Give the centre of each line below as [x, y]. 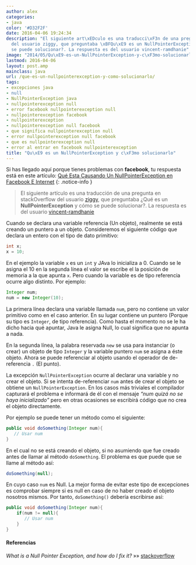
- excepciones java [30, 88]
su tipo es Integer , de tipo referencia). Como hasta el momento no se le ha [96, 321]
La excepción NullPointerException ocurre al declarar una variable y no [92, 375]
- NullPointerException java [41, 98]
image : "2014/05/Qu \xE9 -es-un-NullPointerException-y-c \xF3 [81, 55]
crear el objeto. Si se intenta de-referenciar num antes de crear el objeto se [95, 381]
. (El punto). [46, 364]
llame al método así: [30, 463]
